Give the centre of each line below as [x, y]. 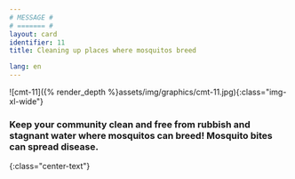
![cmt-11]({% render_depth [58, 92]
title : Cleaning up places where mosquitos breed [103, 51]
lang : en [25, 67]
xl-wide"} [27, 102]
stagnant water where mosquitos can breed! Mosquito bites [141, 135]
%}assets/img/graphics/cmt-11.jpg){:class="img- [197, 92]
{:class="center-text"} [50, 167]
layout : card [33, 34]
